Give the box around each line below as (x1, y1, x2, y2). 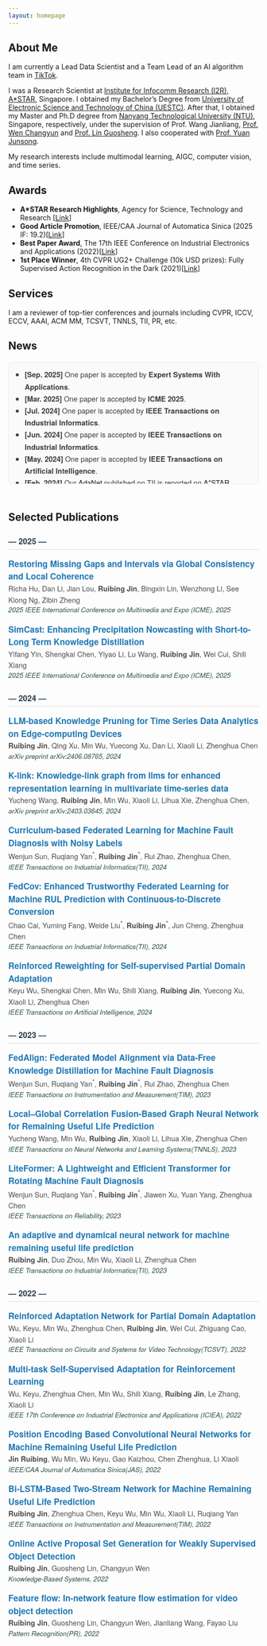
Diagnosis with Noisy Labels (8, 836, 123, 849)
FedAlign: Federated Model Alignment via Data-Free (8, 1051, 216, 1063)
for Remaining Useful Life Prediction (8, 1120, 155, 1133)
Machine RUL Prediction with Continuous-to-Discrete (8, 892, 221, 905)
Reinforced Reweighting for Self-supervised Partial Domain (8, 959, 246, 972)
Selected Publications (8, 510, 119, 524)
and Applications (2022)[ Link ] (19, 247, 118, 257)
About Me (8, 41, 58, 55)
